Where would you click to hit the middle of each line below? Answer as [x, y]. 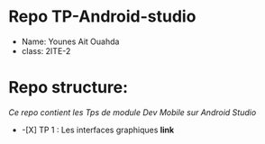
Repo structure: [68, 88]
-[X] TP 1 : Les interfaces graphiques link [98, 130]
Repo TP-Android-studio [102, 17]
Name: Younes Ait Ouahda [70, 41]
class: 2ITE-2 [46, 50]
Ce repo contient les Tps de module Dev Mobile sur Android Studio [132, 112]
